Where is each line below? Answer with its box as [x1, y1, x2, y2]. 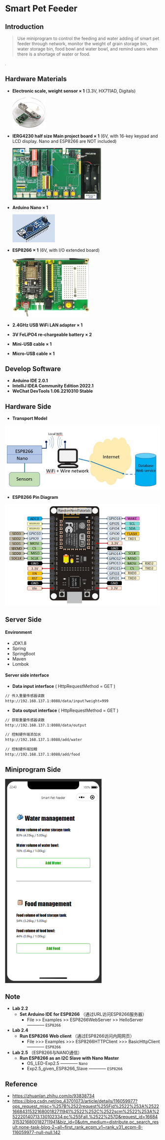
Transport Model [12, 415, 48, 421]
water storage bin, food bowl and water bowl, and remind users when [17, 46, 158, 52]
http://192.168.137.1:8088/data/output [5, 723, 87, 728]
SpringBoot [12, 651, 35, 656]
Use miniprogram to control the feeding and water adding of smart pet [17, 35, 160, 41]
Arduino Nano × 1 [12, 205, 48, 211]
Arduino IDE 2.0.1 [12, 378, 48, 383]
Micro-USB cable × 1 [12, 351, 55, 356]
